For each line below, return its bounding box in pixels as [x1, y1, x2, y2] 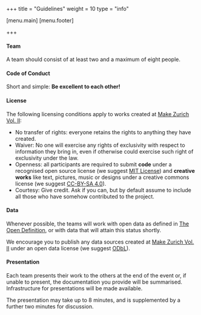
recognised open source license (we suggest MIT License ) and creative [15, 167, 196, 174]
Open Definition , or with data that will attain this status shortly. [6, 226, 162, 233]
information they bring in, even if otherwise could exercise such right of [15, 148, 194, 155]
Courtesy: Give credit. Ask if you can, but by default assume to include [15, 186, 192, 193]
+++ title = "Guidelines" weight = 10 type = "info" [6, 5, 129, 12]
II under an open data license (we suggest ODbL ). [6, 244, 130, 252]
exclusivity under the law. [15, 154, 79, 161]
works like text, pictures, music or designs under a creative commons [15, 174, 189, 181]
